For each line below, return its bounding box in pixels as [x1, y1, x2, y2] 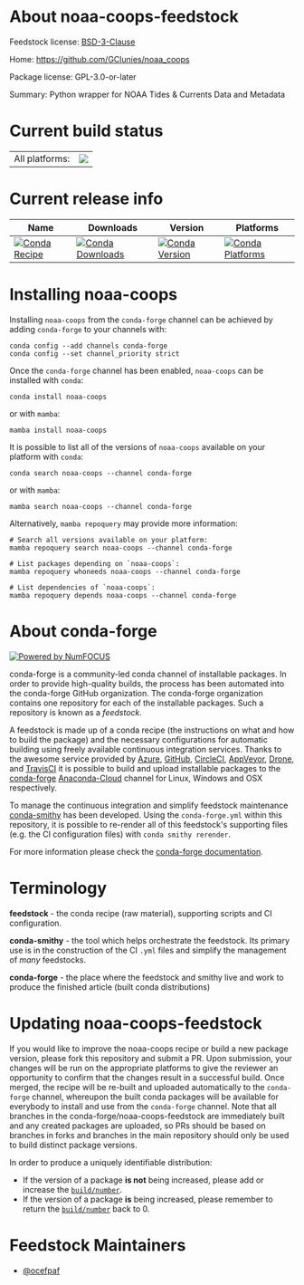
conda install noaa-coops [9, 392, 107, 401]
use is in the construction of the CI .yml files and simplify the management [9, 945, 287, 955]
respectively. [9, 782, 57, 793]
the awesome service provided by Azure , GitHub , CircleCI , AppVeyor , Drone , [9, 753, 295, 764]
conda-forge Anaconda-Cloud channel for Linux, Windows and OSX [9, 772, 263, 783]
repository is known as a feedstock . [9, 706, 143, 717]
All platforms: [14, 152, 71, 165]
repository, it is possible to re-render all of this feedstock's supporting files [9, 819, 288, 829]
